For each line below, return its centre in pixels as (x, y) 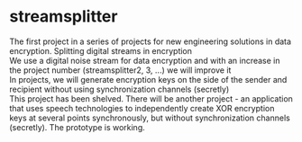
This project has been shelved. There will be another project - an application (151, 98)
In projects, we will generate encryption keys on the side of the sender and (148, 79)
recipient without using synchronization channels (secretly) (119, 89)
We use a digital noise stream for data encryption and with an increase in (145, 60)
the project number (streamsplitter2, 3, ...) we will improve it (120, 70)
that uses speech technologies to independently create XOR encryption (142, 108)
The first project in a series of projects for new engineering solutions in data (150, 41)
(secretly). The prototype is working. (78, 127)
